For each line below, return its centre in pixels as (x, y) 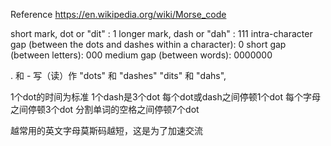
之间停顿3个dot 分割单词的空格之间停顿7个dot (105, 109)
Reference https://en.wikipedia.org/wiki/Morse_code (118, 14)
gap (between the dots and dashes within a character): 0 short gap (148, 44)
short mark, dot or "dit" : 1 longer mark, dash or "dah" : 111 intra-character (161, 33)
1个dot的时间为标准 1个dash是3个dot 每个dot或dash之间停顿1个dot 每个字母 (165, 97)
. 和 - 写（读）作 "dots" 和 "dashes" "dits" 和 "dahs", (118, 75)
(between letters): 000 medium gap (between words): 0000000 (141, 55)
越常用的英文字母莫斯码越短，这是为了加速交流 (106, 130)
